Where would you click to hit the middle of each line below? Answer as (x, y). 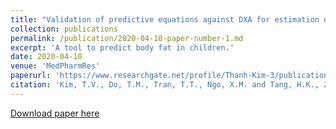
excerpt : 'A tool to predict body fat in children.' (122, 47)
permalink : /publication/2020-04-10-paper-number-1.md (127, 38)
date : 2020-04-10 (46, 57)
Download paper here (55, 113)
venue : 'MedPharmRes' (55, 66)
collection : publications (64, 29)
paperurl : (31, 76)
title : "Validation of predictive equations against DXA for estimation (165, 19)
